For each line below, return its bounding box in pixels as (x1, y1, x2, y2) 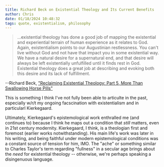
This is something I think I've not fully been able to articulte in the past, (5, 95, 148, 101)
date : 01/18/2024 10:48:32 (5, 16, 60, 21)
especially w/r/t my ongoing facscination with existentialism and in (5, 100, 139, 106)
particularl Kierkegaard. (5, 105, 53, 111)
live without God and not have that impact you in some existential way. (17, 50, 159, 56)
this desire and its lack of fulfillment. (17, 71, 91, 76)
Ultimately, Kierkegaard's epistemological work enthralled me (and (5, 115, 140, 120)
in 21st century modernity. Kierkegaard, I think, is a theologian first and (5, 125, 148, 131)
